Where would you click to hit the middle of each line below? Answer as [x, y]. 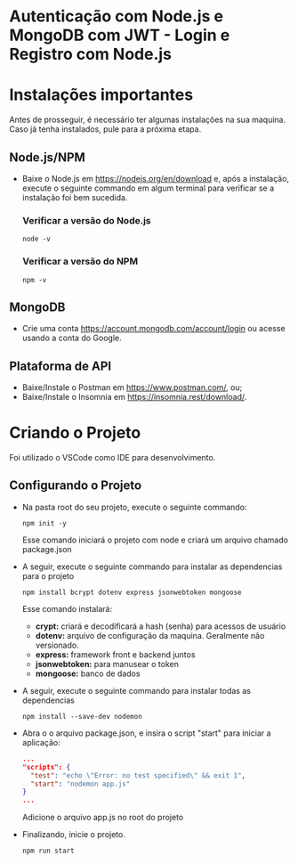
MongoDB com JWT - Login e [120, 35]
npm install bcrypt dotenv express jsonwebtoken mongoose [132, 592]
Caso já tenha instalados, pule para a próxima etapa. [105, 129]
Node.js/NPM [48, 157]
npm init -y [44, 523]
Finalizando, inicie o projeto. [74, 835]
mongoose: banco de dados [88, 673]
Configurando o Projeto [76, 486]
